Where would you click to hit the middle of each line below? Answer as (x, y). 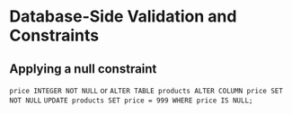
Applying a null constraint (83, 69)
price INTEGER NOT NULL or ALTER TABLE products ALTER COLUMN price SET (146, 90)
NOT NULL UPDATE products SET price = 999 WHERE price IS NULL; (131, 101)
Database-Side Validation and (123, 17)
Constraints (54, 35)
